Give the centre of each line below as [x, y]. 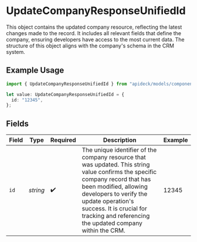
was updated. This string [116, 165]
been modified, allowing [115, 187]
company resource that [114, 158]
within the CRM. [104, 231]
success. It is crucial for [115, 209]
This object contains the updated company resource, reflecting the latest [94, 27]
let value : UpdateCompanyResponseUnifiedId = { [65, 94]
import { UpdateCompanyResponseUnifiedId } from [67, 84]
